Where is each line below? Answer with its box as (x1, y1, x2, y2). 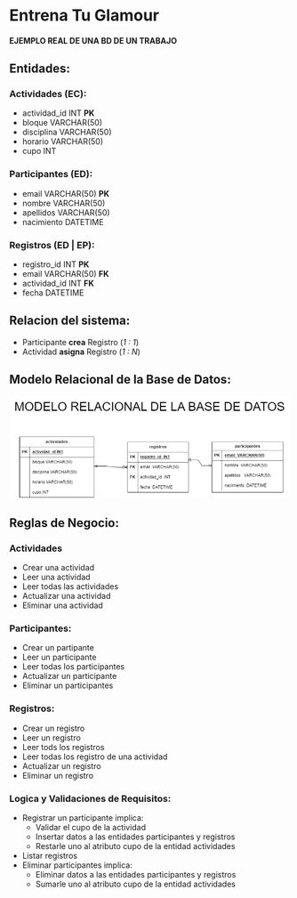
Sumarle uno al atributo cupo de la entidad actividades (35, 878, 236, 890)
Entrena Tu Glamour (9, 5, 160, 26)
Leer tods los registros (21, 741, 105, 752)
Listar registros (21, 851, 78, 862)
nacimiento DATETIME (21, 216, 104, 227)
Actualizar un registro (21, 760, 101, 771)
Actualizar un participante (21, 671, 117, 682)
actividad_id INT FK (21, 278, 95, 289)
